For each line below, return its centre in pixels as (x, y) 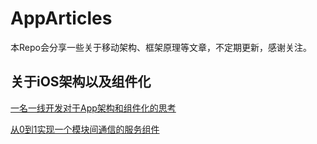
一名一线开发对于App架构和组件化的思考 (93, 108)
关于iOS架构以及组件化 (81, 82)
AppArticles (61, 18)
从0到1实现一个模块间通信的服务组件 (85, 129)
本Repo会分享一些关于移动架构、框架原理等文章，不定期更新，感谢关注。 (161, 47)
